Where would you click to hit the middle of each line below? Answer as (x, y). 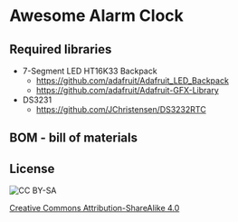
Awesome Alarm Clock (96, 16)
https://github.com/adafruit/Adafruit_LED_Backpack (132, 81)
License (32, 169)
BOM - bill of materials (74, 138)
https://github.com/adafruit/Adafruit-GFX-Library (127, 90)
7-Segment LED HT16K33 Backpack (90, 71)
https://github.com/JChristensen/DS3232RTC (121, 109)
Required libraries (61, 49)
